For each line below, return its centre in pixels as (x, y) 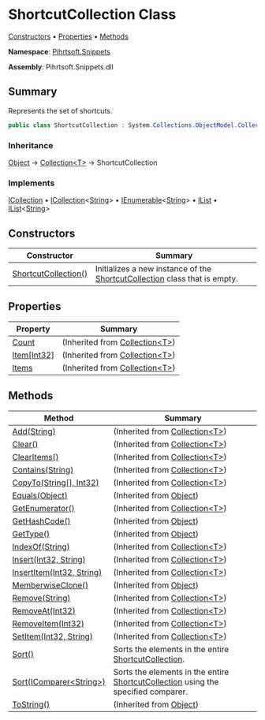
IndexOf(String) (41, 547)
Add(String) (34, 431)
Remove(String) (41, 598)
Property (33, 329)
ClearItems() (35, 457)
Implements (32, 183)
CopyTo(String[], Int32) (56, 483)
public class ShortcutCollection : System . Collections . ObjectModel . (123, 125)
